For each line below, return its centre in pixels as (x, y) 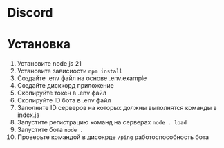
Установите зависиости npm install (70, 71)
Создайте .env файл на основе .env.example (82, 78)
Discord (30, 13)
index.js (28, 115)
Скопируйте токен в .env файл (62, 93)
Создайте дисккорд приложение (65, 86)
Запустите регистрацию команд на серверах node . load (102, 122)
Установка (39, 45)
